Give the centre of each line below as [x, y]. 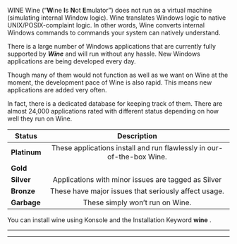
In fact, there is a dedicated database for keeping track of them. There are [115, 104]
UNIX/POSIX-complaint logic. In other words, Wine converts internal [106, 25]
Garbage [26, 202]
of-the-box [127, 157]
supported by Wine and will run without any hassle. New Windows [104, 54]
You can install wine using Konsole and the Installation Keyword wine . [109, 220]
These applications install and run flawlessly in [128, 148]
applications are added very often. [57, 90]
